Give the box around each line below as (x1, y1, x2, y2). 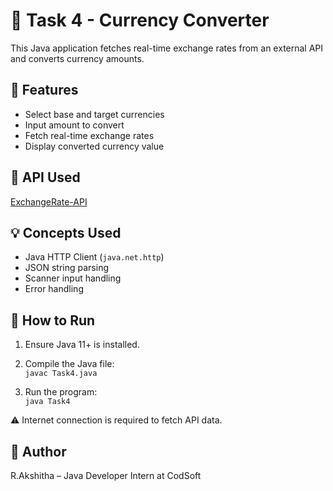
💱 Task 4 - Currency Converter (10, 9, 270, 32)
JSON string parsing (24, 262, 110, 274)
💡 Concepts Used (10, 224, 122, 241)
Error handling (24, 283, 84, 295)
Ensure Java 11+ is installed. (24, 339, 140, 351)
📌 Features (10, 82, 79, 99)
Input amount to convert (24, 119, 125, 131)
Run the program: (24, 386, 98, 398)
